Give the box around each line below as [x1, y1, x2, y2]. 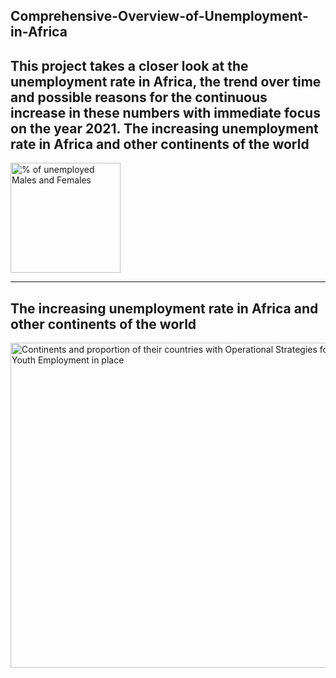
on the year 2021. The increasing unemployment [10, 120, 319, 137]
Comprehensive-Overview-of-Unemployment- [10, 8, 309, 25]
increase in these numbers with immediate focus [10, 104, 321, 121]
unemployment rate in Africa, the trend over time [10, 73, 322, 90]
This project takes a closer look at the [10, 57, 249, 74]
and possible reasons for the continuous [10, 89, 268, 106]
